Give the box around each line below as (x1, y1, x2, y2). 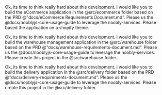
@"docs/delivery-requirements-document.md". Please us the (5, 75, 128, 80)
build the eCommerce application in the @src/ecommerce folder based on (5, 9, 153, 15)
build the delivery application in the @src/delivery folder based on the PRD (5, 69, 154, 75)
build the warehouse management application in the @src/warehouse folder (5, 39, 157, 45)
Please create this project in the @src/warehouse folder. (5, 55, 117, 60)
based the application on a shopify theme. (5, 25, 89, 31)
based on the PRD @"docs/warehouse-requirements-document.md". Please (5, 45, 158, 50)
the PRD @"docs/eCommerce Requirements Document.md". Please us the (5, 15, 154, 20)
